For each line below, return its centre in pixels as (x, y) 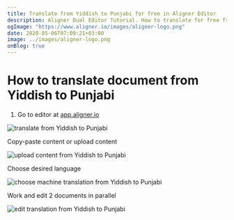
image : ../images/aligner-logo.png (59, 40)
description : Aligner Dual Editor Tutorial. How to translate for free (113, 20)
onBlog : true (26, 46)
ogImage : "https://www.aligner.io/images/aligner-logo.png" (96, 26)
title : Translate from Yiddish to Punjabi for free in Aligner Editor (112, 14)
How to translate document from (103, 80)
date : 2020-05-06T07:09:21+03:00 (56, 33)
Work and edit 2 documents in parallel (62, 195)
